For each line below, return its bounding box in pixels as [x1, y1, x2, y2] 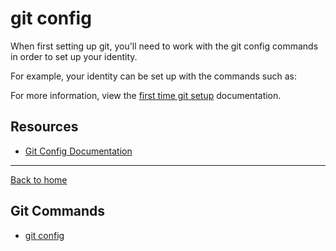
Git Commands [10, 203, 106, 220]
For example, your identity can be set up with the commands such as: [10, 70, 297, 82]
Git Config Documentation [24, 145, 133, 157]
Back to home [10, 173, 68, 186]
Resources [10, 118, 79, 136]
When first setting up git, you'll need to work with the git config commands [10, 40, 319, 52]
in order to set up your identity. [10, 50, 138, 62]
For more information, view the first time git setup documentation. [10, 89, 282, 101]
